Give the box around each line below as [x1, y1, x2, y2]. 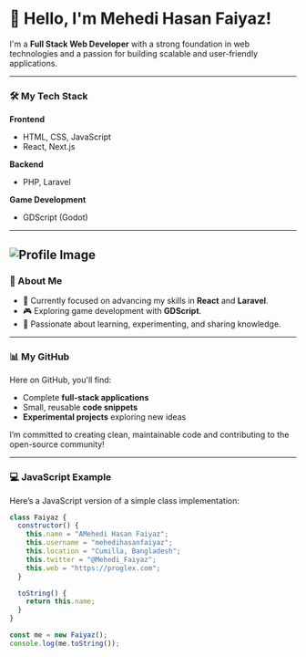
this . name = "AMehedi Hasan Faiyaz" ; [25, 529, 169, 539]
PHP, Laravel [22, 177, 71, 188]
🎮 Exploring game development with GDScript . [22, 305, 202, 316]
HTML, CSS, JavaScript [22, 131, 112, 142]
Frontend [9, 114, 46, 125]
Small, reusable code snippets [22, 401, 138, 413]
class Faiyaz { [9, 513, 67, 522]
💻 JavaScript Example [9, 471, 112, 484]
